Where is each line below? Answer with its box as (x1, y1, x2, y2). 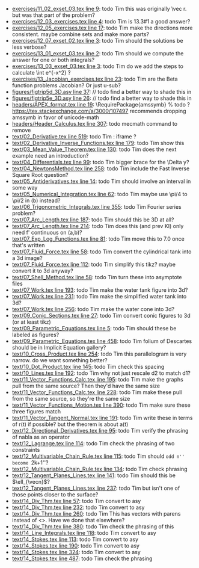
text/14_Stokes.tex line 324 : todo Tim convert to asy (11, 549, 141, 555)
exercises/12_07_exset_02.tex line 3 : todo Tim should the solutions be (11, 37, 183, 44)
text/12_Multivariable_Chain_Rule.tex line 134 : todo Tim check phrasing (11, 466, 188, 472)
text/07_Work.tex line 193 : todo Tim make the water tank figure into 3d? (11, 286, 188, 294)
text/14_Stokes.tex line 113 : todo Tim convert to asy (11, 536, 139, 543)
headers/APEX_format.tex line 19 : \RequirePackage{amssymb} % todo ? (11, 101, 191, 108)
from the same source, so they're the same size (11, 395, 130, 402)
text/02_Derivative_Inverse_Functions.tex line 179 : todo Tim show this (11, 140, 185, 146)
